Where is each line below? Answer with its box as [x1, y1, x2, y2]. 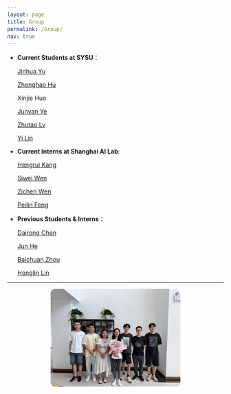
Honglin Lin [16, 269, 50, 277]
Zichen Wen [16, 187, 52, 196]
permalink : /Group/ [7, 25, 63, 32]
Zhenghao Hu [16, 81, 56, 89]
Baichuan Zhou [16, 256, 60, 264]
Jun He [16, 242, 38, 251]
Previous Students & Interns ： [16, 215, 105, 223]
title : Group [7, 18, 45, 25]
